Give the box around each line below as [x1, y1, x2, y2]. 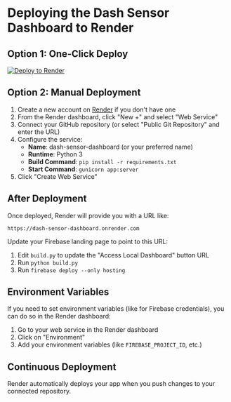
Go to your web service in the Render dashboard [17, 326, 159, 334]
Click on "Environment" [17, 333, 86, 342]
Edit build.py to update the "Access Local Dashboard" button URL [17, 250, 209, 259]
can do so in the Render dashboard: [7, 312, 111, 321]
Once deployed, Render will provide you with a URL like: [7, 211, 169, 220]
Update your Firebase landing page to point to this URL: [7, 237, 169, 246]
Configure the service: [17, 135, 83, 143]
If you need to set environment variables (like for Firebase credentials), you [7, 304, 225, 313]
